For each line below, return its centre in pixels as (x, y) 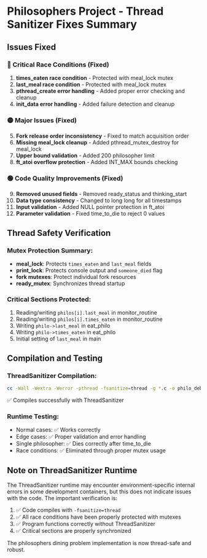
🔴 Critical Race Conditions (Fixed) (58, 65)
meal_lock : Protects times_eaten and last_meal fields (84, 264)
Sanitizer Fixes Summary (72, 24)
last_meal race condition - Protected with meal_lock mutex (91, 84)
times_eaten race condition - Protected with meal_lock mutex (95, 77)
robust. (16, 550)
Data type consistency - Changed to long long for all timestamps (99, 200)
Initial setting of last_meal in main (58, 339)
